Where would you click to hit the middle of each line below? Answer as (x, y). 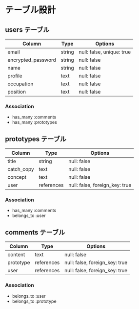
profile (15, 76)
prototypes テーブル (36, 139)
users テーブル (27, 30)
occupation (20, 84)
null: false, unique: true (105, 52)
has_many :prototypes (34, 122)
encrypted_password (32, 60)
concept (17, 177)
